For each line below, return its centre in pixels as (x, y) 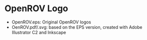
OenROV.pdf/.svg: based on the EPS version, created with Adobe (77, 27)
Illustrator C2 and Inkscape (39, 32)
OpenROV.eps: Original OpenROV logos (51, 22)
